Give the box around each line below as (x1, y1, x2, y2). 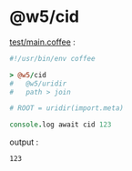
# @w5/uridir (9, 79, 67, 88)
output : (9, 136, 39, 147)
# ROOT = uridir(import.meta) (9, 104, 125, 113)
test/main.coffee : (9, 36, 76, 47)
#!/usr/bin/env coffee (9, 54, 96, 63)
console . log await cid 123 (9, 120, 112, 129)
